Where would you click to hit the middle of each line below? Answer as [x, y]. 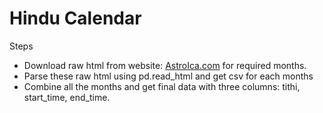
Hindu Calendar [75, 18]
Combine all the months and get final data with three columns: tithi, [162, 86]
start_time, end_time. [67, 97]
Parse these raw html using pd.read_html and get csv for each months [168, 76]
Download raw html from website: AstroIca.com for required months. [165, 65]
